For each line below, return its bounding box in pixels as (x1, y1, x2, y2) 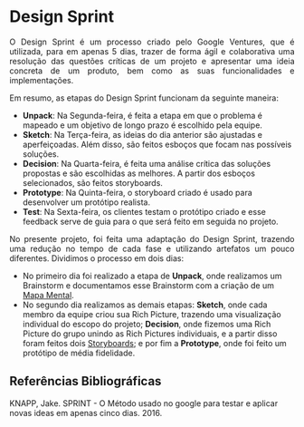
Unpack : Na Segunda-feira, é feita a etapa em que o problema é (22, 110, 262, 121)
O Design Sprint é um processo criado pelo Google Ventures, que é (9, 36, 295, 47)
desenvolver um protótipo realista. (22, 197, 151, 208)
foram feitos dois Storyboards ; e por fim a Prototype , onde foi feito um (22, 337, 287, 348)
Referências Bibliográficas (9, 374, 162, 389)
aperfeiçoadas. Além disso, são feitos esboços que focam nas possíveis (22, 139, 292, 150)
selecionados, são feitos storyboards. (22, 177, 163, 188)
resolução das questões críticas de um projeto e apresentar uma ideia (9, 55, 295, 66)
